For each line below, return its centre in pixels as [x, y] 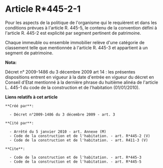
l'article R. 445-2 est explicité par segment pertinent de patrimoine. [73, 33]
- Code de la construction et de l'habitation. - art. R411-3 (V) [79, 140]
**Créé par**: [20, 106]
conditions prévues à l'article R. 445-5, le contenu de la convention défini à [81, 27]
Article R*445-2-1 [43, 9]
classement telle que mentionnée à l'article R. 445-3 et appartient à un [77, 48]
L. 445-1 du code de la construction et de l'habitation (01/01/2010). [72, 87]
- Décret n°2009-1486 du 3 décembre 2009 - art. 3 [62, 114]
